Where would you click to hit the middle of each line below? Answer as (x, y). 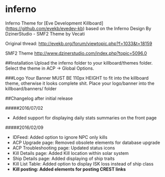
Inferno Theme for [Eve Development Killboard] (54, 23)
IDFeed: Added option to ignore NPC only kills (60, 137)
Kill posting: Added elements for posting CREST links (69, 169)
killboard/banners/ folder (31, 88)
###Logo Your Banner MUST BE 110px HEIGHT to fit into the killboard (77, 78)
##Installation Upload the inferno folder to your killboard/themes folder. (79, 63)
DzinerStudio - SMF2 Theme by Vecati (45, 34)
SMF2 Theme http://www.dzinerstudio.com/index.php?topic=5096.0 (76, 53)
